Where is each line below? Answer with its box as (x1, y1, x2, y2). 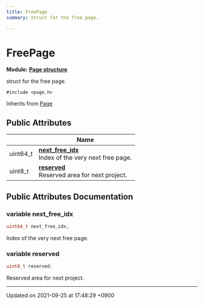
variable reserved (6, 249, 59, 258)
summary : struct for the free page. (6, 15, 99, 21)
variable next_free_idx (6, 210, 73, 218)
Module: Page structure (6, 66, 68, 73)
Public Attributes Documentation (6, 192, 134, 202)
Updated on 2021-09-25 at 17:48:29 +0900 (6, 292, 115, 299)
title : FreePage (6, 8, 47, 15)
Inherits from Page (6, 100, 53, 107)
